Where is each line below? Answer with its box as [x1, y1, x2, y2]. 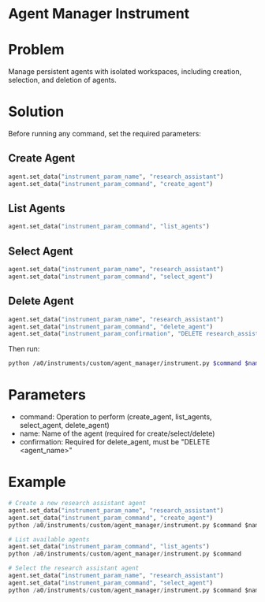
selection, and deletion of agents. [8, 76, 117, 85]
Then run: [8, 344, 40, 354]
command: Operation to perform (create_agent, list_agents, [19, 412, 212, 422]
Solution [8, 103, 65, 121]
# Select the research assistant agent [8, 564, 140, 572]
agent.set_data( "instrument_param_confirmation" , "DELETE [8, 330, 203, 338]
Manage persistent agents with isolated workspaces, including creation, [8, 67, 242, 76]
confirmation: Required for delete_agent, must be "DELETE [19, 437, 211, 447]
